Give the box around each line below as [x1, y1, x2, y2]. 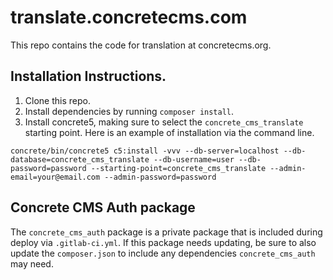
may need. [10, 257, 54, 270]
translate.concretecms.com [10, 6, 248, 29]
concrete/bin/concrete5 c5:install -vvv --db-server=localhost [10, 146, 280, 156]
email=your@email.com [10, 172, 101, 182]
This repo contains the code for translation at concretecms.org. [10, 39, 272, 51]
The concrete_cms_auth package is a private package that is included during [10, 226, 323, 238]
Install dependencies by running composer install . [24, 105, 235, 117]
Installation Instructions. [10, 68, 167, 85]
